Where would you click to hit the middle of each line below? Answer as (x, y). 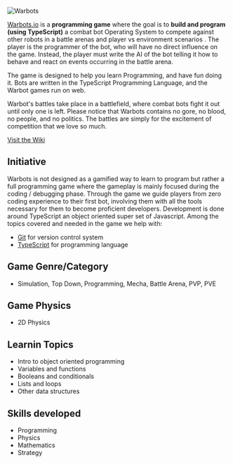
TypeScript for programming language (73, 244)
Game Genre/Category (58, 267)
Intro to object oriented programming (71, 362)
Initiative (27, 162)
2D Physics (34, 322)
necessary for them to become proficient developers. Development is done (116, 208)
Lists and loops (39, 384)
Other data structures (48, 391)
